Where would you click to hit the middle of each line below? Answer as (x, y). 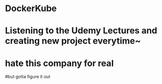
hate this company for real (59, 63)
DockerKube (31, 8)
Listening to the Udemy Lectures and (81, 31)
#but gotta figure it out (28, 77)
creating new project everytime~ (73, 41)
